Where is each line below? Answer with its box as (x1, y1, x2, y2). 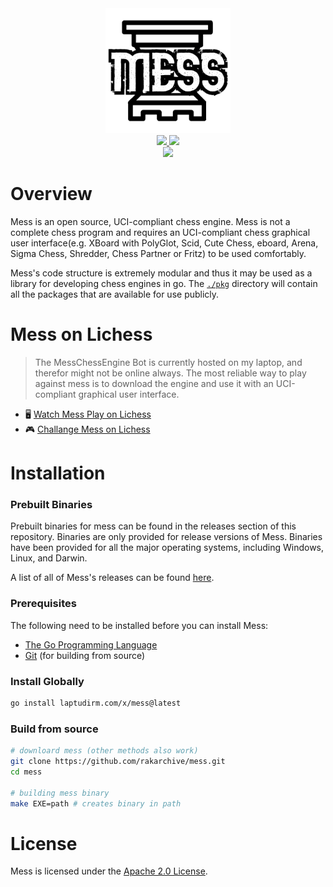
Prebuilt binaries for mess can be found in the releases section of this (10, 520, 297, 532)
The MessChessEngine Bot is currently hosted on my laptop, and (34, 356, 303, 368)
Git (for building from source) (24, 649, 146, 661)
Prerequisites (10, 597, 77, 611)
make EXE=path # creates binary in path (10, 798, 182, 809)
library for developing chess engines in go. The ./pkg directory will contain (10, 277, 318, 289)
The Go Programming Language (24, 638, 158, 651)
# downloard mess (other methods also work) (10, 746, 199, 756)
